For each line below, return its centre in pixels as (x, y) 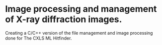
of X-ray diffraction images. (64, 19)
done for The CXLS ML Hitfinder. (39, 38)
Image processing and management (81, 9)
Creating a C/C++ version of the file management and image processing (79, 33)
